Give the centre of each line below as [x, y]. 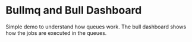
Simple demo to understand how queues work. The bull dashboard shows [96, 27]
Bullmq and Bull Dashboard [74, 10]
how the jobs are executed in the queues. [56, 33]
